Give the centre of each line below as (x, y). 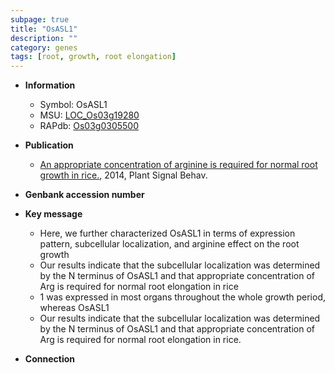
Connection (49, 359)
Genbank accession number (84, 195)
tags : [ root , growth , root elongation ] (93, 57)
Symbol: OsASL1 (73, 105)
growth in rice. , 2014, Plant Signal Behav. (123, 175)
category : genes (44, 47)
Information (50, 85)
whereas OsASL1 (74, 308)
